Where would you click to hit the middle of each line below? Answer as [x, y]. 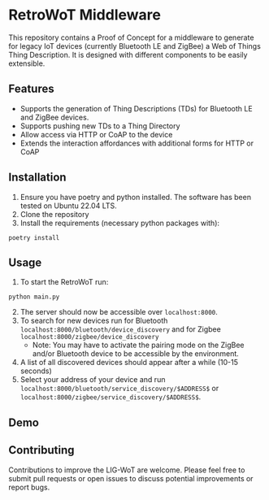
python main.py [34, 297]
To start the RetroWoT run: [64, 282]
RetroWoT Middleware [85, 15]
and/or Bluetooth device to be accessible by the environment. [136, 354]
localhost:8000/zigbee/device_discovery [89, 337]
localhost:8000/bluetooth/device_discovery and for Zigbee [120, 329]
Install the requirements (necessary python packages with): [120, 223]
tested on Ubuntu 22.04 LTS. [69, 206]
